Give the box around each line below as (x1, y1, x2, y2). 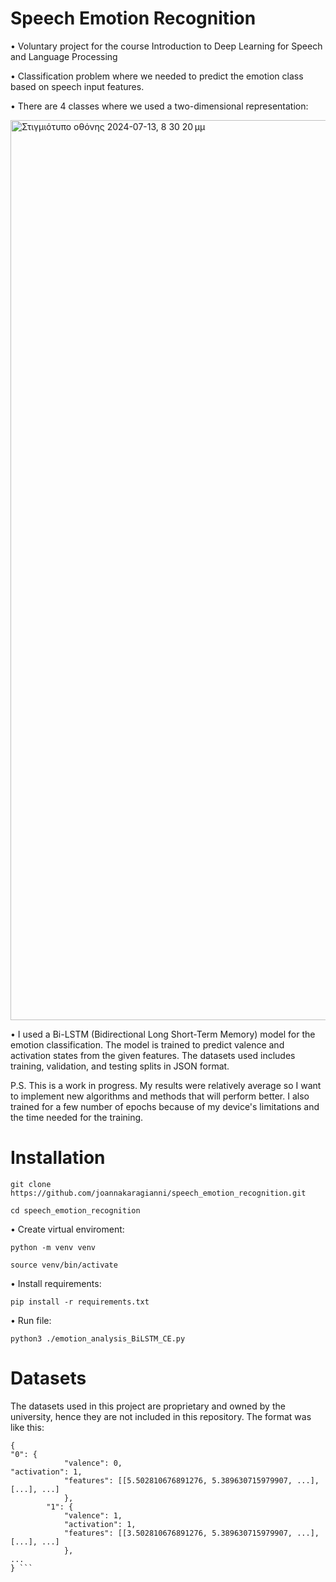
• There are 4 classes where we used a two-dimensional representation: (10, 100, 309, 112)
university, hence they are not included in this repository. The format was (10, 1410, 312, 1422)
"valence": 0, (63, 1458, 123, 1468)
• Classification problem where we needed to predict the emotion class (10, 70, 304, 82)
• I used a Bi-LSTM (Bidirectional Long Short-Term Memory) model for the (10, 1028, 316, 1040)
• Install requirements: (10, 1277, 102, 1289)
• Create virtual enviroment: (10, 1223, 125, 1235)
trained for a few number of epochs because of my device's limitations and (10, 1100, 320, 1112)
